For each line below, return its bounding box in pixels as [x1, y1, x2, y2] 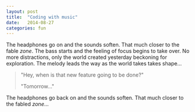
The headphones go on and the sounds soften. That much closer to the [6, 41, 180, 48]
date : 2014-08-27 [6, 19, 54, 25]
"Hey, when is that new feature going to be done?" [20, 71, 144, 78]
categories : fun [6, 25, 46, 31]
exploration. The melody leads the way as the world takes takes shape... [6, 60, 182, 67]
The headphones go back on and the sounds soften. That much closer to [6, 94, 184, 101]
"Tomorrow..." [20, 83, 54, 90]
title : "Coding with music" [6, 14, 78, 20]
